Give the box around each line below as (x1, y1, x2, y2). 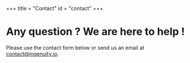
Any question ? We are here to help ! (6, 25, 185, 38)
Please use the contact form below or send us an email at (6, 44, 144, 51)
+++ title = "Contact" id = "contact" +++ (6, 5, 103, 12)
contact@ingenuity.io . (6, 50, 59, 57)
